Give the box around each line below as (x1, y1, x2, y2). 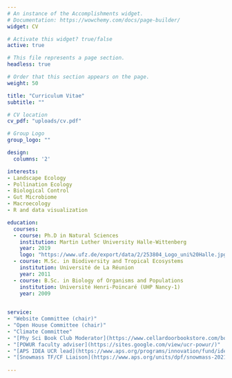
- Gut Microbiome (7, 194, 57, 201)
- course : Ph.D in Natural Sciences (13, 232, 119, 239)
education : (7, 219, 39, 226)
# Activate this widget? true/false (7, 35, 113, 42)
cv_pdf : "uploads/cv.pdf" (7, 118, 81, 125)
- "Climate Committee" (7, 328, 72, 335)
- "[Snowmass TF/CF (7, 354, 64, 361)
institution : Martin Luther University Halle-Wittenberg (19, 238, 187, 246)
